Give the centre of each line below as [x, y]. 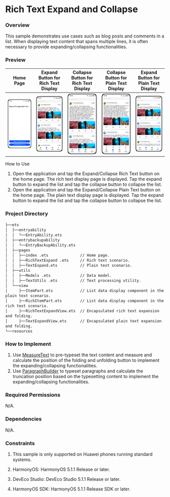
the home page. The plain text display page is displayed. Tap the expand [88, 195]
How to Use [17, 164]
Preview [15, 60]
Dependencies [24, 419]
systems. [22, 460]
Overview [17, 25]
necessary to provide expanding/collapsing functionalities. [66, 47]
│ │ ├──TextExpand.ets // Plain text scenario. [69, 265]
